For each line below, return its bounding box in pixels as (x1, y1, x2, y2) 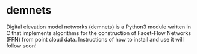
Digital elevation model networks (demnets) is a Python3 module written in (6, 23, 192, 30)
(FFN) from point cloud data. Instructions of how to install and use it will (6, 36, 184, 43)
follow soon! (6, 42, 37, 49)
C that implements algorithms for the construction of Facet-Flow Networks (6, 29, 192, 36)
